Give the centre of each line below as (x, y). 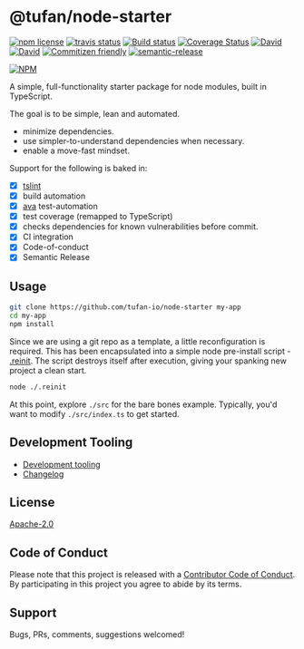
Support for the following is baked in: (78, 168)
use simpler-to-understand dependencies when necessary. (133, 140)
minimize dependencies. (69, 131)
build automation (54, 196)
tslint (32, 185)
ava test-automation (60, 207)
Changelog (43, 474)
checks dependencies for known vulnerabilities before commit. (140, 227)
